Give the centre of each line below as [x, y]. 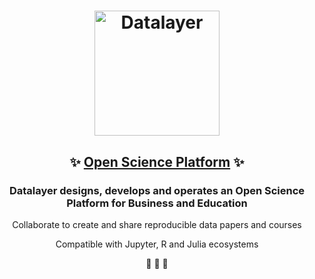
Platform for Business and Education [157, 203]
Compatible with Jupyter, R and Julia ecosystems [157, 244]
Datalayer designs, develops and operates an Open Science [157, 190]
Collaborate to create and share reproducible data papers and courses [157, 224]
